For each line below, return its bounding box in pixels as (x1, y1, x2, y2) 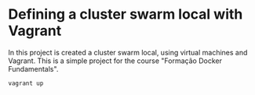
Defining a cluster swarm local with (8, 5, 243, 23)
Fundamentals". (8, 64, 59, 73)
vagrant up (8, 79, 44, 87)
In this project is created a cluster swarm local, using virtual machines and (8, 47, 248, 57)
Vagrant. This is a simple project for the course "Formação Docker (8, 56, 222, 65)
